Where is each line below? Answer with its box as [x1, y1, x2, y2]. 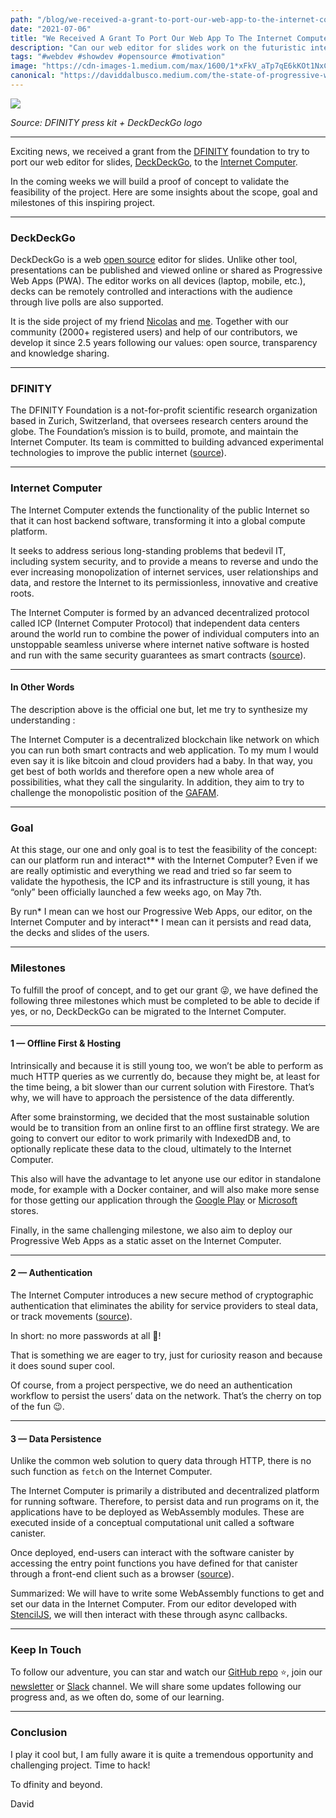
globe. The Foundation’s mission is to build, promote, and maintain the [10, 426, 299, 438]
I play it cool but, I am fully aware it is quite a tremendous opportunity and [10, 1748, 314, 1760]
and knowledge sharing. [10, 347, 110, 360]
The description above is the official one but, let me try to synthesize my [10, 703, 308, 715]
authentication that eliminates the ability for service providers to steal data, [10, 1299, 319, 1311]
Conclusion [10, 1726, 68, 1740]
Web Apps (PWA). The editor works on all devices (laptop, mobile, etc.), [10, 275, 306, 287]
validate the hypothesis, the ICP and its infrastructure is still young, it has [10, 876, 310, 888]
